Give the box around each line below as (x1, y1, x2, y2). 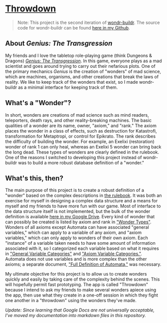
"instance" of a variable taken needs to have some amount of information (5, 240, 156, 246)
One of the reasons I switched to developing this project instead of (5, 154, 142, 160)
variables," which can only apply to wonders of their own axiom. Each (5, 235, 148, 241)
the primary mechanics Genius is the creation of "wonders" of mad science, (5, 68, 161, 74)
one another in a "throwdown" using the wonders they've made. (5, 298, 137, 304)
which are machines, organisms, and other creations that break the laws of (5, 73, 159, 80)
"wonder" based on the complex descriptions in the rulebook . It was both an (5, 192, 162, 198)
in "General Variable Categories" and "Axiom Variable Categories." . (5, 251, 142, 257)
